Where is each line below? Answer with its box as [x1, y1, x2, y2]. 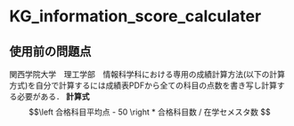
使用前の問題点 [9, 43, 92, 59]
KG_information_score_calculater [9, 6, 262, 27]
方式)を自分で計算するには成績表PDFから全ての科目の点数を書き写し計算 [9, 80, 278, 91]
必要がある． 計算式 [16, 91, 90, 101]
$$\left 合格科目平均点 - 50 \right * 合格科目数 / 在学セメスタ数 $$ [29, 106, 271, 117]
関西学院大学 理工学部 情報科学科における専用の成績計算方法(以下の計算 [9, 69, 286, 79]
